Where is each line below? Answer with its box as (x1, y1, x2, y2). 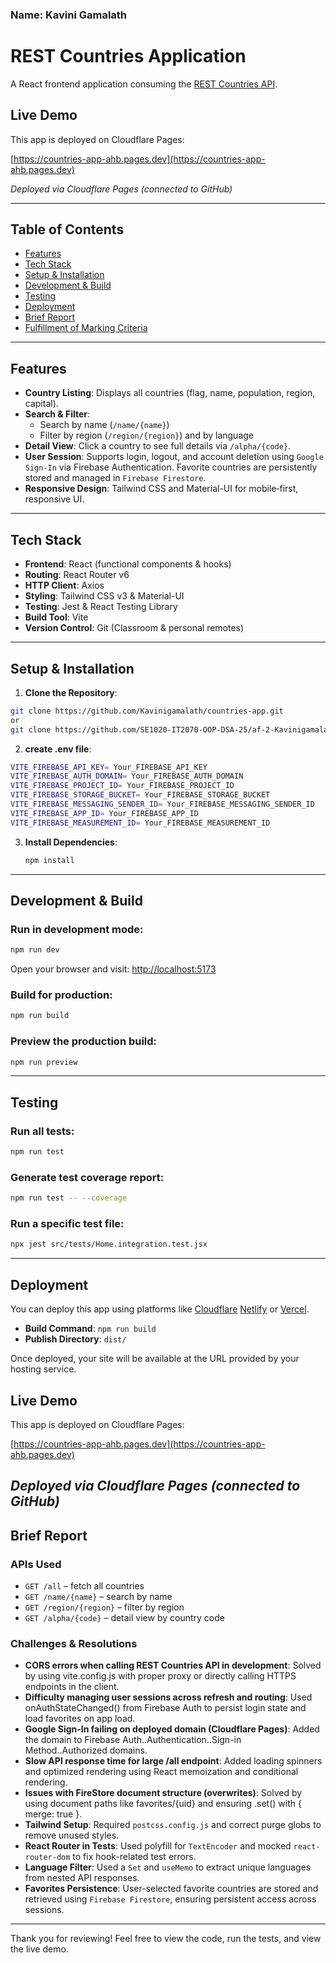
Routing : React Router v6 (24, 569, 130, 581)
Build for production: (10, 988, 113, 1002)
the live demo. (10, 1943, 69, 1955)
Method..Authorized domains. (24, 1744, 148, 1757)
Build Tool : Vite (24, 611, 89, 623)
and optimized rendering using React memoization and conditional (24, 1766, 299, 1778)
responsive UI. (24, 493, 85, 505)
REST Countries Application (10, 45, 247, 68)
